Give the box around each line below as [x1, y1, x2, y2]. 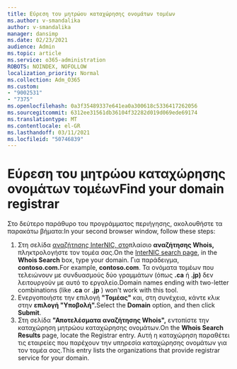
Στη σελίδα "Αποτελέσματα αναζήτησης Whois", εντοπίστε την [17, 316, 209, 324]
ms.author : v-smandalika [7, 17, 81, 24]
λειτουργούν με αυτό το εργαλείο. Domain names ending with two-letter [17, 278, 229, 287]
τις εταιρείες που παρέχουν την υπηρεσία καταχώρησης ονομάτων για [17, 339, 228, 347]
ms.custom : [7, 83, 40, 90]
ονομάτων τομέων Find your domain [7, 181, 224, 197]
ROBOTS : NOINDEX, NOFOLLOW [7, 63, 87, 70]
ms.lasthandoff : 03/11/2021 [7, 129, 91, 136]
